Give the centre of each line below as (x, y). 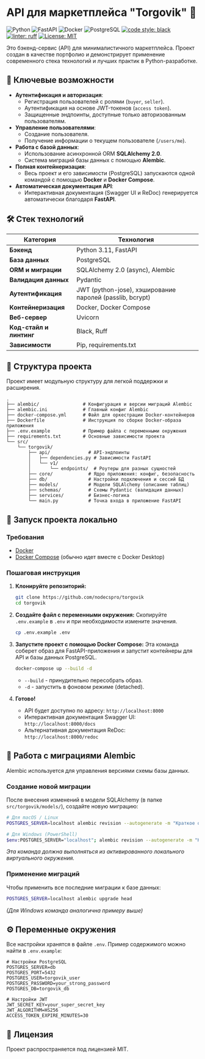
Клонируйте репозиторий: (51, 586)
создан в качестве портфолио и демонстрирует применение (86, 54)
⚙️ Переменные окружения (61, 930)
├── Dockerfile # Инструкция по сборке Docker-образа (94, 420)
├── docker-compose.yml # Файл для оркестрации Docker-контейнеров (101, 415)
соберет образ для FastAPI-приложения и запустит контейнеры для (104, 651)
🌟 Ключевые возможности (60, 80)
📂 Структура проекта (49, 366)
